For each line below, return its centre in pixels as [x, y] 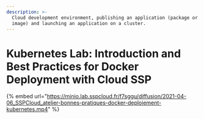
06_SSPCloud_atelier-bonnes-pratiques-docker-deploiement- [84, 103]
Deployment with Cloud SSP [79, 79]
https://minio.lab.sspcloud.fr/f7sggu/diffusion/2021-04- [117, 96]
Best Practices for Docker [73, 66]
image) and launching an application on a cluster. [79, 23]
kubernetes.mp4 [27, 109]
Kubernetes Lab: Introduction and [94, 53]
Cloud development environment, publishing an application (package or [105, 18]
